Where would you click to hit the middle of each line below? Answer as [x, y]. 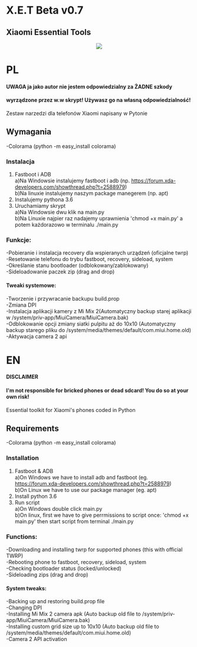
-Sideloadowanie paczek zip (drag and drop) [60, 272]
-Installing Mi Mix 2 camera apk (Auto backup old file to [74, 614]
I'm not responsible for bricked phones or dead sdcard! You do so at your [97, 390]
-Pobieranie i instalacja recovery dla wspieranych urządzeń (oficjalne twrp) [97, 253]
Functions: [22, 536]
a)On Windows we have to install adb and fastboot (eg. [81, 477]
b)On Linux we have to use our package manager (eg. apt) [86, 490]
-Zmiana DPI [21, 305]
